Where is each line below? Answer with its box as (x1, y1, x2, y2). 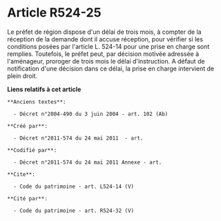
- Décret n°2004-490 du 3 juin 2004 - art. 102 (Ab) (13, 110, 169, 117)
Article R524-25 (7, 5, 102, 21)
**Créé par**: (7, 122, 48, 129)
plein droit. (7, 71, 38, 80)
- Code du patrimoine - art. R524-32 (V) (13, 207, 135, 214)
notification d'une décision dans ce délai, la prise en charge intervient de (7, 64, 215, 73)
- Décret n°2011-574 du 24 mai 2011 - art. (13, 135, 144, 142)
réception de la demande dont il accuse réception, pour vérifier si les (7, 35, 204, 43)
